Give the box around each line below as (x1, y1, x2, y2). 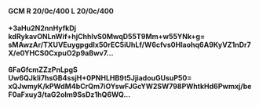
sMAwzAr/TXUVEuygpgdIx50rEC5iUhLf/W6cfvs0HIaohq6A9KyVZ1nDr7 (8, 40, 251, 50)
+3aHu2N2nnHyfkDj (8, 23, 77, 33)
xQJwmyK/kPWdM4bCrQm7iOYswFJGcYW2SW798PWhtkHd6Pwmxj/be (8, 82, 252, 91)
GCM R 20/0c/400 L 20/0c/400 (8, 6, 114, 16)
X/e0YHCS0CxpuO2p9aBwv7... (8, 48, 114, 58)
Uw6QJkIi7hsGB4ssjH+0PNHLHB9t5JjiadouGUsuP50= (8, 73, 192, 83)
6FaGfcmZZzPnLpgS (8, 65, 78, 74)
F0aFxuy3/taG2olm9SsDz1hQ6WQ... (8, 90, 131, 99)
